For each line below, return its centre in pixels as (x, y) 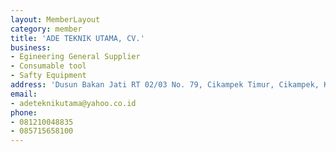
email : (24, 94)
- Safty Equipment (48, 76)
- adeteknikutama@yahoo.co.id (73, 103)
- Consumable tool (48, 66)
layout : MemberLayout (55, 19)
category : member (46, 29)
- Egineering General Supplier (75, 57)
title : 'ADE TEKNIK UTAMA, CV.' (77, 38)
